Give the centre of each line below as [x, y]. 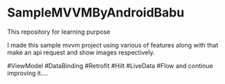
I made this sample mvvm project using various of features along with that [113, 45]
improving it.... [28, 73]
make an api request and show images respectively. [81, 52]
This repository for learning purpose [59, 32]
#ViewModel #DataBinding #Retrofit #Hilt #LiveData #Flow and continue [110, 65]
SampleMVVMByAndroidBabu [96, 13]
